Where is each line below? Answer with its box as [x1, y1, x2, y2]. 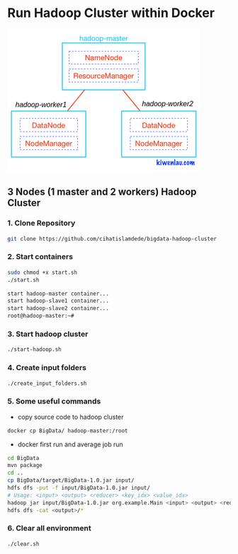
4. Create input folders [7, 363, 87, 373]
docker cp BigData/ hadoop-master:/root [7, 427, 129, 434]
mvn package [7, 462, 42, 469]
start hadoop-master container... [7, 290, 110, 297]
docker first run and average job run [17, 440, 123, 449]
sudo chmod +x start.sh [7, 269, 78, 276]
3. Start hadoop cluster [7, 329, 89, 339]
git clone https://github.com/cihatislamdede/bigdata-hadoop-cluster [7, 235, 217, 242]
